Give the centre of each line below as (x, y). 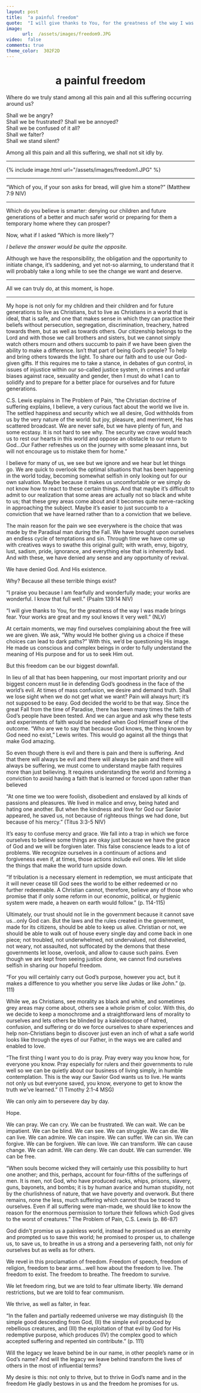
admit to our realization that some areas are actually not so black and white (99, 495)
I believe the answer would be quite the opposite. (67, 246)
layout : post (22, 12)
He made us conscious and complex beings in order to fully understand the (99, 648)
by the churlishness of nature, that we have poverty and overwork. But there (100, 1194)
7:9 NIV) (16, 193)
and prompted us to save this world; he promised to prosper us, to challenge (100, 1237)
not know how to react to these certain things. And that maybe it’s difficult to (100, 488)
